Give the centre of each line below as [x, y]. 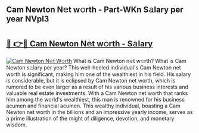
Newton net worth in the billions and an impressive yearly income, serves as [99, 112]
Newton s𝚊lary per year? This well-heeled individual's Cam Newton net [94, 67]
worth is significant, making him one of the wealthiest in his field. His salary [99, 74]
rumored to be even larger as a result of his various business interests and [97, 87]
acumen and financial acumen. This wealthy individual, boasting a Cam [93, 106]
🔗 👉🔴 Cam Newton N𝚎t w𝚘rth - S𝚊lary [80, 44]
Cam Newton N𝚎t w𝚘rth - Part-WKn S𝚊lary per [95, 10]
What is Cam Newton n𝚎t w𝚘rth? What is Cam [130, 61]
